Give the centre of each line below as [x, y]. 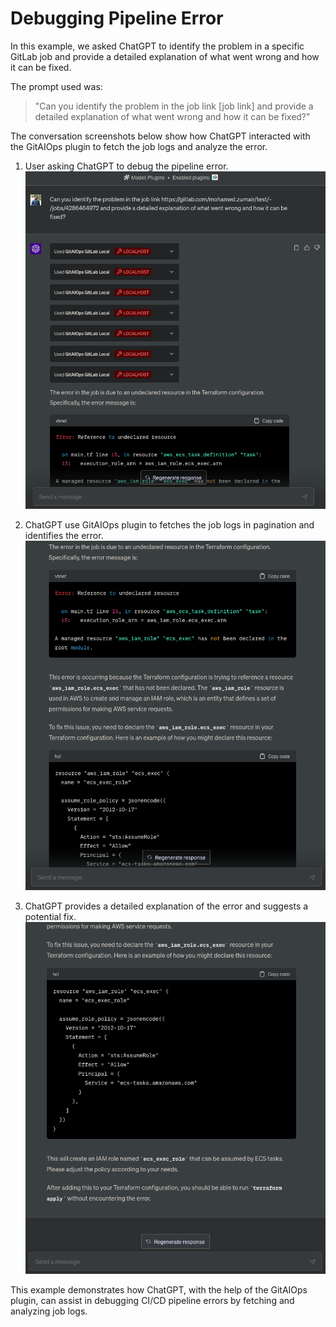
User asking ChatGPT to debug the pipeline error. [126, 166]
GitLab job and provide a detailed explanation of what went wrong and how [165, 56]
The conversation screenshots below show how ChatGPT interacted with [160, 136]
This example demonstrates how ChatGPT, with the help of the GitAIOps [159, 1289]
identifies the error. [64, 535]
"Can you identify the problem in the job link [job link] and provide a [174, 106]
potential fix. [50, 916]
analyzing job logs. [49, 1311]
